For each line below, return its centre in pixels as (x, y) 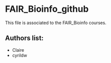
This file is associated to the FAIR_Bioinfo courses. (56, 23)
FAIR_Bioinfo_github (47, 9)
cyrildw (20, 55)
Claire (18, 50)
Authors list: (24, 38)
